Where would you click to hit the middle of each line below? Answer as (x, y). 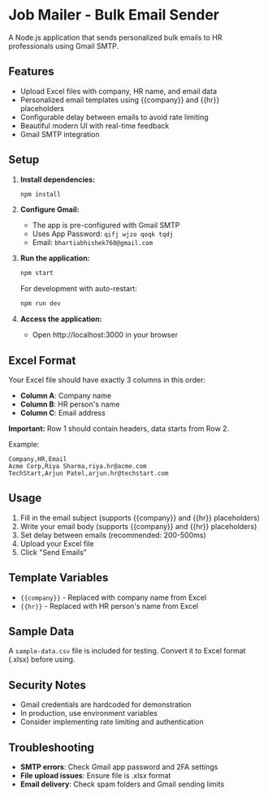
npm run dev (40, 304)
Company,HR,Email (38, 459)
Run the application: (55, 258)
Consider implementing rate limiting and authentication (112, 722)
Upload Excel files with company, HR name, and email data (119, 91)
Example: (24, 444)
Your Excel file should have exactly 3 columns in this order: (107, 380)
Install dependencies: (58, 179)
